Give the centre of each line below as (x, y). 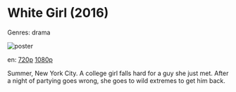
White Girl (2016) (58, 13)
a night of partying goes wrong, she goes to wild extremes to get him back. (116, 80)
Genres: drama (29, 32)
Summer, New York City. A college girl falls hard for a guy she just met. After (118, 73)
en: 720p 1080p (30, 59)
